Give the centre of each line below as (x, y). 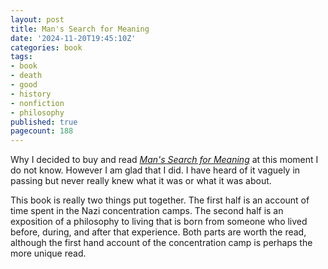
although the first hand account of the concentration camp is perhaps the (161, 243)
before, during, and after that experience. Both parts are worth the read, (158, 232)
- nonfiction (37, 103)
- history (31, 94)
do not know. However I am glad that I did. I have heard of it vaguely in (155, 170)
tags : (21, 57)
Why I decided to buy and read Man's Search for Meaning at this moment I (164, 160)
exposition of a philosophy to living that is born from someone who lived (159, 222)
